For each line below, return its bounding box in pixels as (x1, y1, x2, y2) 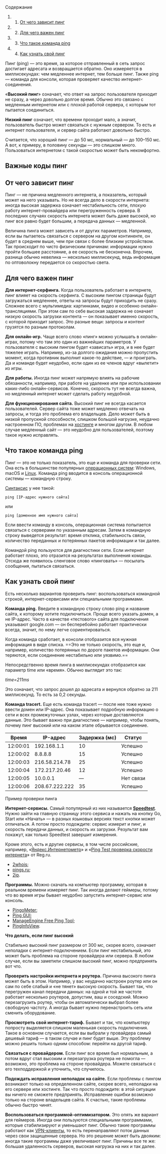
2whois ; (12, 861, 29, 867)
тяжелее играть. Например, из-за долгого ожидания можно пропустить (5, 350, 159, 356)
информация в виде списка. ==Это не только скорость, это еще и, (5, 641, 146, 647)
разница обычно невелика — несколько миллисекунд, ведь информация (5, 254, 161, 260)
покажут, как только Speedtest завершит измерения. (5, 832, 118, 838)
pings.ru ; (12, 866, 31, 872)
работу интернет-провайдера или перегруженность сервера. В (5, 208, 140, 214)
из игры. (5, 365, 23, 372)
